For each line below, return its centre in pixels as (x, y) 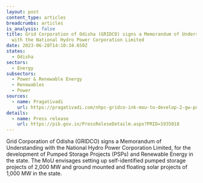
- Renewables (28, 85)
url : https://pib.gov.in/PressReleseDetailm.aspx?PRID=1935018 (98, 124)
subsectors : (21, 74)
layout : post (23, 12)
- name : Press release (40, 118)
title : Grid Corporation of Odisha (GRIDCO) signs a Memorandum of (93, 34)
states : (16, 51)
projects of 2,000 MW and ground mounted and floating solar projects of (97, 167)
